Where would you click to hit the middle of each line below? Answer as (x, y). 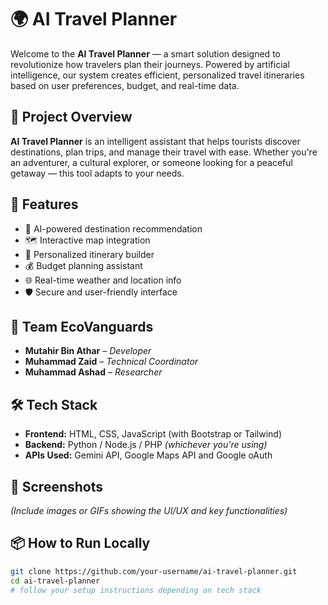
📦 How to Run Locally (80, 543)
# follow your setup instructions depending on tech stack (136, 590)
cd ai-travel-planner (55, 581)
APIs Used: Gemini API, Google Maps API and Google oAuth (148, 455)
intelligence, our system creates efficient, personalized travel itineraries (157, 75)
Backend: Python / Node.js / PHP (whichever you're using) (146, 445)
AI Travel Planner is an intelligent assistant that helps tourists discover (155, 141)
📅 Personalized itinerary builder (89, 254)
